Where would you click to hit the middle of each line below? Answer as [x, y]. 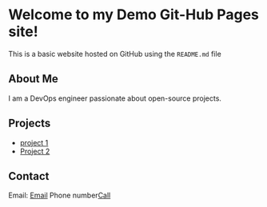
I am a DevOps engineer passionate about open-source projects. [115, 98]
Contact [29, 176]
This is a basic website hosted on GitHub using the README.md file [115, 54]
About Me [33, 79]
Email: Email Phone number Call [60, 195]
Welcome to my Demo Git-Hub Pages [134, 15]
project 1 [34, 142]
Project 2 [35, 151]
